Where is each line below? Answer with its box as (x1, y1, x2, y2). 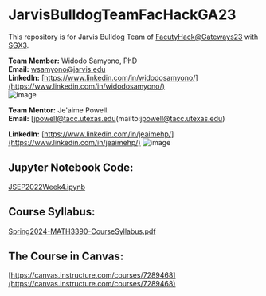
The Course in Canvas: (8, 249, 124, 262)
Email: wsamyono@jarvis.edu (8, 64, 106, 73)
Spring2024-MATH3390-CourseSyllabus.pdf (8, 226, 157, 236)
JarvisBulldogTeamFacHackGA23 (8, 6, 237, 24)
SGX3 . (8, 40, 29, 49)
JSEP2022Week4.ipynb (8, 182, 86, 191)
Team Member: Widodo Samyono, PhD (8, 56, 138, 65)
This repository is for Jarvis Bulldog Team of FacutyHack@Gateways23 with (8, 32, 259, 41)
